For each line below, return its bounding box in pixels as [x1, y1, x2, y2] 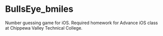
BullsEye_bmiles [5, 3, 74, 15]
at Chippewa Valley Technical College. [5, 25, 82, 31]
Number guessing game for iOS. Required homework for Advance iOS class [5, 20, 158, 26]
